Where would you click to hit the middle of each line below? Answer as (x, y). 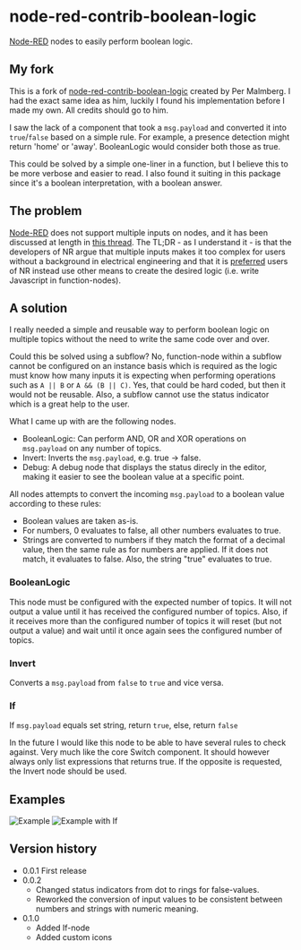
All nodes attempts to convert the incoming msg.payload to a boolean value (147, 494)
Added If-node (63, 928)
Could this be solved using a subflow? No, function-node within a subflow (146, 356)
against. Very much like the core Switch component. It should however (140, 752)
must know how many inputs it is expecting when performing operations (142, 376)
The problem (46, 211)
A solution (39, 308)
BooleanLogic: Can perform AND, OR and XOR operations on (134, 439)
